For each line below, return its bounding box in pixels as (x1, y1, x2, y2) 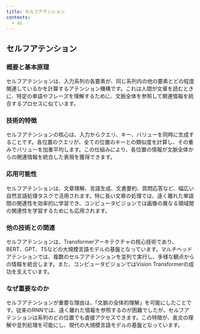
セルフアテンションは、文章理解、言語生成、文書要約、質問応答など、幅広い (6, 185, 195, 192)
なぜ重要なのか (6, 284, 50, 293)
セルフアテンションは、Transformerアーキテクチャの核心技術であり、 (6, 238, 177, 245)
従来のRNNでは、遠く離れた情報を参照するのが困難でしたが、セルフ (16, 307, 184, 314)
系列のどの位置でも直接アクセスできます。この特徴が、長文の (37, 314, 189, 321)
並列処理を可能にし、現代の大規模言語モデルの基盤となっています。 (16, 321, 183, 329)
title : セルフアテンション (6, 8, 66, 15)
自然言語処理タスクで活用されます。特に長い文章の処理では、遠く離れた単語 (6, 192, 194, 199)
